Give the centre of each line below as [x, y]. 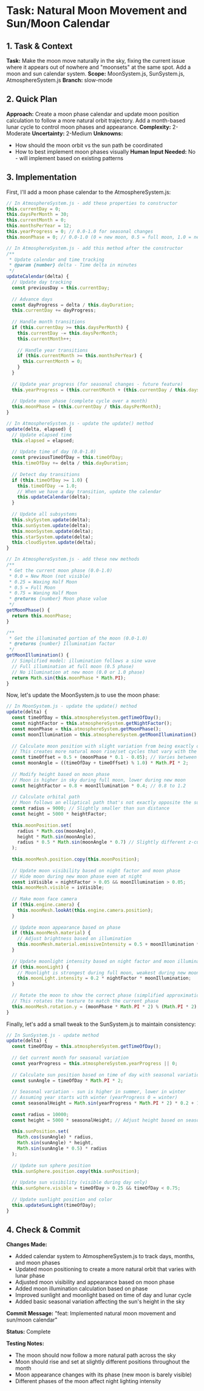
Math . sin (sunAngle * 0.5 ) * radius [62, 1148]
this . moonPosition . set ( [42, 825]
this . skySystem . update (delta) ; [51, 520]
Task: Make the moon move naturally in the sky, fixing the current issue [96, 61]
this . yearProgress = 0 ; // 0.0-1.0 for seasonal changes [80, 232]
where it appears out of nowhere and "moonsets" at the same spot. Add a [99, 67]
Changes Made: [27, 1245]
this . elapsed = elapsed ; [43, 440]
